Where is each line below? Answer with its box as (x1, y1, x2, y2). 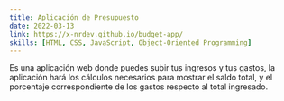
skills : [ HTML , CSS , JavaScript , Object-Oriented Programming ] (9, 38, 252, 47)
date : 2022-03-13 (9, 21, 75, 30)
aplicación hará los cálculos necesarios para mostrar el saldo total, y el (9, 72, 273, 83)
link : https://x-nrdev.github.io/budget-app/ (9, 29, 183, 38)
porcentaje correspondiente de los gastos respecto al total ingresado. (9, 81, 269, 92)
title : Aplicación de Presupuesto (9, 13, 140, 22)
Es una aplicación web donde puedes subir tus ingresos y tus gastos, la (9, 63, 276, 73)
